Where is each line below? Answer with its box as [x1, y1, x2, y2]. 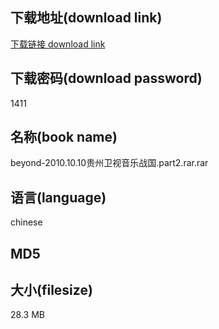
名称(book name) [10, 129, 118, 146]
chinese [10, 216, 43, 228]
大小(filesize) [10, 282, 93, 299]
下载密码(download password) [10, 70, 203, 87]
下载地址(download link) [10, 9, 163, 27]
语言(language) [10, 189, 107, 206]
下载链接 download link [10, 38, 106, 50]
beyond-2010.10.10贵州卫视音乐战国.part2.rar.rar [10, 157, 209, 169]
